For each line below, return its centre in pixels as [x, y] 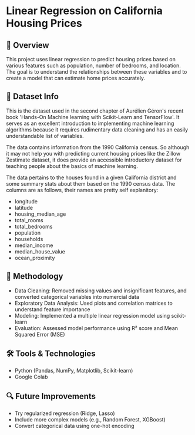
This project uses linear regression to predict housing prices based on [91, 59]
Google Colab [31, 377]
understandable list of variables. [45, 136]
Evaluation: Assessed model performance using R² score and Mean [96, 328]
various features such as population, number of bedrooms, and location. [93, 65]
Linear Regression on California [85, 11]
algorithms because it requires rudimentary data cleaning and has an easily [97, 129]
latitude [24, 207]
